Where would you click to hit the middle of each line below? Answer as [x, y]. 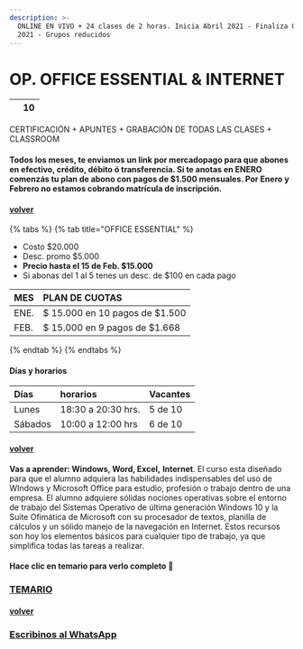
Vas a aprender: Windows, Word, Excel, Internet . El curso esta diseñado [146, 468]
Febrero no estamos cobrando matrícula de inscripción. [116, 188]
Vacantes [170, 394]
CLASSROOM [35, 139]
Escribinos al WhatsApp [63, 635]
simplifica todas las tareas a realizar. [77, 545]
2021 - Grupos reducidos [64, 34]
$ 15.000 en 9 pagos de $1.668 [111, 328]
